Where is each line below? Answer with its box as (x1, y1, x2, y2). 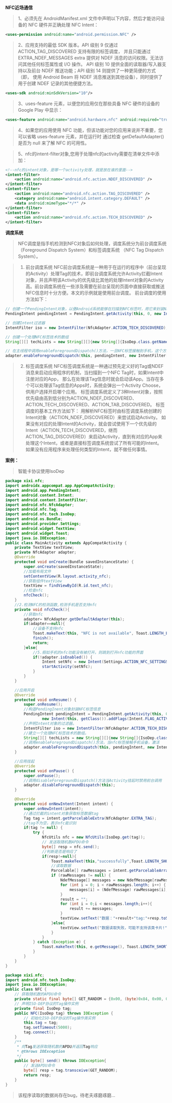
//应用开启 (14, 688, 35, 693)
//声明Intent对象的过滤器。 (24, 721, 77, 726)
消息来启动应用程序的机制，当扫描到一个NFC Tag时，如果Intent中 (25, 369, 164, 376)
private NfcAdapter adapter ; (14, 550, 77, 555)
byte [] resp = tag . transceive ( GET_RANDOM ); (24, 1068, 118, 1073)
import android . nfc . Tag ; (5, 507, 58, 512)
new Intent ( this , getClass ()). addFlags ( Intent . (41, 716, 145, 721)
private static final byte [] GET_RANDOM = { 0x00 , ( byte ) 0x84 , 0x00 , (14, 996, 164, 1002)
